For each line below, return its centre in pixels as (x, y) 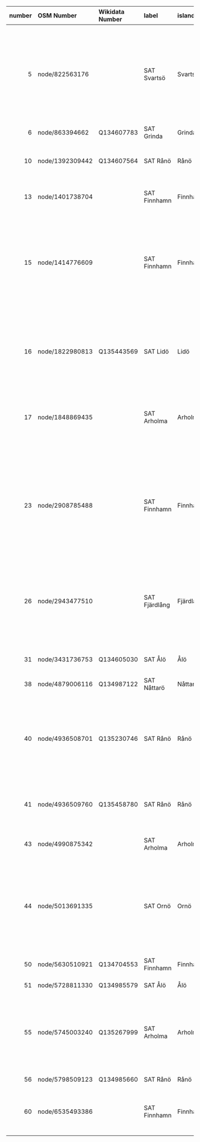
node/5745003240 (65, 1032)
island (186, 16)
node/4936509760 (65, 804)
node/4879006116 (65, 684)
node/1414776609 (65, 262)
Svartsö (154, 78)
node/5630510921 (65, 964)
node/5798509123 (65, 1080)
